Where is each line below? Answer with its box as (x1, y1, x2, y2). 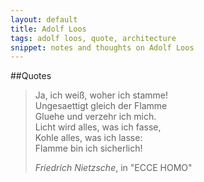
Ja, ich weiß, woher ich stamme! (34, 89, 169, 101)
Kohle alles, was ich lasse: (34, 132, 143, 144)
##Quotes (10, 70, 52, 82)
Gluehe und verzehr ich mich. (34, 111, 157, 123)
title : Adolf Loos (10, 24, 87, 34)
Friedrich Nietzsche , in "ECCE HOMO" (34, 162, 193, 174)
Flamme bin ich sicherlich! (34, 142, 143, 155)
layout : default (10, 14, 78, 25)
